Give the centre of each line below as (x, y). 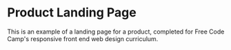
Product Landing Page (72, 13)
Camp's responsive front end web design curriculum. (83, 38)
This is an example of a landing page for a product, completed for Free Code (116, 32)
